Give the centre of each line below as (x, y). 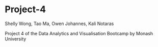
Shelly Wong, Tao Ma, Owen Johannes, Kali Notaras (59, 24)
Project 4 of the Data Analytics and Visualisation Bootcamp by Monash (79, 33)
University (16, 39)
